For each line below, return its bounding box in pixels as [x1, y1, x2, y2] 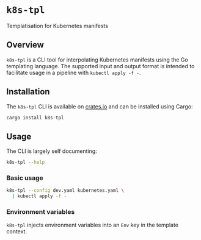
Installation [6, 86, 50, 97]
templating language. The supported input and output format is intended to [6, 62, 195, 69]
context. [6, 228, 27, 235]
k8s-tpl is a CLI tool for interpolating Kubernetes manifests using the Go [6, 56, 188, 63]
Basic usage [6, 174, 44, 182]
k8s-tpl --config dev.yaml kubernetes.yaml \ [6, 188, 124, 194]
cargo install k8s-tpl [6, 115, 64, 121]
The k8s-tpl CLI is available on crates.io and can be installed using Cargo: [6, 102, 194, 110]
